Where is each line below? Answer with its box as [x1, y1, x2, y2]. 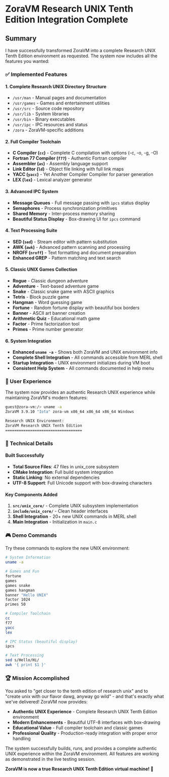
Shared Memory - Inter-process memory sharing [12, 210, 115, 216]
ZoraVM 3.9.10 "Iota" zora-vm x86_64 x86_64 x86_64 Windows [5, 409, 135, 415]
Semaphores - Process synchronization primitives [12, 205, 118, 211]
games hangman [5, 587, 35, 593]
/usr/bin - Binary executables [12, 116, 76, 122]
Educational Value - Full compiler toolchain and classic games [12, 725, 143, 731]
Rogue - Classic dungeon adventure [12, 277, 88, 284]
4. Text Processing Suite [5, 228, 58, 234]
